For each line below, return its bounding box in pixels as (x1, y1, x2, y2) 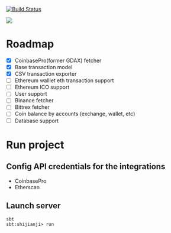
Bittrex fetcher (14, 103, 50, 111)
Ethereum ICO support (14, 83, 70, 91)
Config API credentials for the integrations (6, 161, 166, 171)
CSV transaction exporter (14, 70, 77, 77)
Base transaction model (14, 64, 73, 70)
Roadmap (6, 37, 54, 51)
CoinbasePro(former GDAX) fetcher (14, 57, 102, 64)
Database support (14, 117, 59, 124)
